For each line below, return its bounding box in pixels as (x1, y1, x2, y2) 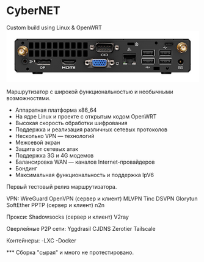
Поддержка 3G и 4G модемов (15, 152, 94, 159)
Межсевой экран (15, 139, 60, 147)
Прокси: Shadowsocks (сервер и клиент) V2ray (6, 213, 129, 220)
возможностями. (6, 95, 51, 102)
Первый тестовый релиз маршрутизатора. (6, 183, 117, 191)
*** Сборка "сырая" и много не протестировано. (6, 249, 134, 257)
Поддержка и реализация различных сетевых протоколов (15, 126, 168, 133)
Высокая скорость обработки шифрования (15, 120, 128, 127)
